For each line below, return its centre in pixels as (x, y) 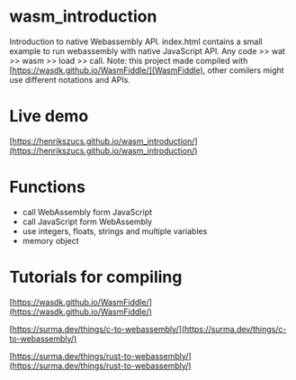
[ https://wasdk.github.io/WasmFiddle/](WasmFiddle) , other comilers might (147, 70)
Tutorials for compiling (96, 277)
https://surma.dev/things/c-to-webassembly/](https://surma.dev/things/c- (149, 329)
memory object (50, 240)
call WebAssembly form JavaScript (87, 212)
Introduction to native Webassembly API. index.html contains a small (136, 41)
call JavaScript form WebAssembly (87, 222)
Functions (47, 187)
